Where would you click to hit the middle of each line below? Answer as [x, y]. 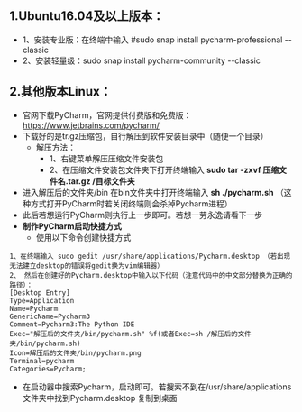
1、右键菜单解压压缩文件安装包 [106, 158]
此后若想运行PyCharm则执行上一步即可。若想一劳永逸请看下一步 [142, 215]
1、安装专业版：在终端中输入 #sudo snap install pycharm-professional [152, 40]
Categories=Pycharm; [48, 369]
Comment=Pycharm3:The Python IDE [72, 324]
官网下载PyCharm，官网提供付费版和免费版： [107, 114]
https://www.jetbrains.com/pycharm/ [91, 125]
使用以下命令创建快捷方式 [83, 237]
